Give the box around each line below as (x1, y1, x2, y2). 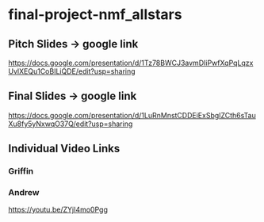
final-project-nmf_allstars (8, 6, 182, 24)
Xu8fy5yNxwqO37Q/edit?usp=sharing (8, 119, 133, 128)
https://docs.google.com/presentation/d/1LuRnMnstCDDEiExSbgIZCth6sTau (8, 110, 256, 120)
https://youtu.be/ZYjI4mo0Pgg (8, 205, 109, 215)
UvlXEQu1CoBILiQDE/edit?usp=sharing (8, 67, 136, 76)
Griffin (8, 166, 34, 177)
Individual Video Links (8, 142, 121, 155)
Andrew (8, 187, 40, 198)
